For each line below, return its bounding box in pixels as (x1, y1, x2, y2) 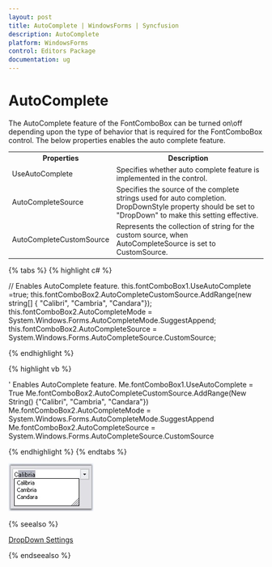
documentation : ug (8, 56, 70, 64)
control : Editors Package (8, 47, 96, 56)
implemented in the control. (116, 173, 208, 183)
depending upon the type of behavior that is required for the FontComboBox (8, 126, 263, 137)
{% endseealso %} (8, 550, 71, 560)
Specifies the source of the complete (116, 184, 240, 194)
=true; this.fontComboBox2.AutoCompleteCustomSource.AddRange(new (8, 290, 253, 299)
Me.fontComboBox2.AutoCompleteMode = (8, 405, 151, 415)
